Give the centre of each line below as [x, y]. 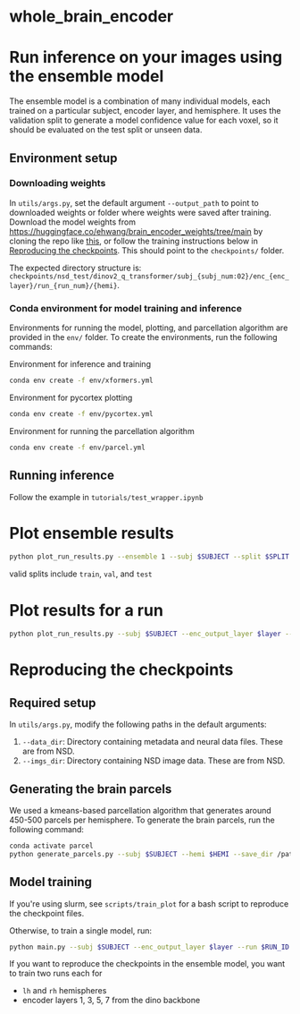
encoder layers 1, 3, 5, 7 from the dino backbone [111, 1001]
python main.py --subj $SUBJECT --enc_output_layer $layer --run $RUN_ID [150, 947]
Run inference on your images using [146, 58]
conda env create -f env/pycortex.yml [81, 413]
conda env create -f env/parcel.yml [77, 447]
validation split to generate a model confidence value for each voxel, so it [144, 120]
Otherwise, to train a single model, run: [81, 930]
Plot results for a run [86, 610]
